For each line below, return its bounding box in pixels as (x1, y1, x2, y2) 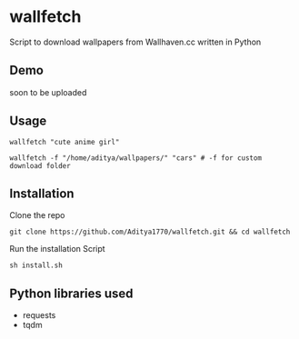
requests (22, 310, 56, 321)
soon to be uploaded (9, 86, 87, 97)
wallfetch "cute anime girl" (9, 137, 120, 146)
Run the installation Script (9, 244, 106, 254)
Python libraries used (9, 285, 134, 301)
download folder (9, 161, 71, 170)
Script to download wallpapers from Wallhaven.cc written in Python (9, 36, 262, 47)
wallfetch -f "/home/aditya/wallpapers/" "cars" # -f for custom (9, 153, 262, 163)
